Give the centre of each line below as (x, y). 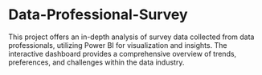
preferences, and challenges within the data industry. (96, 62)
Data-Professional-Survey (98, 15)
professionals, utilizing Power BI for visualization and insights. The (118, 45)
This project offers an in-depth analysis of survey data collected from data (131, 37)
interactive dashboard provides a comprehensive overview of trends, (123, 53)
